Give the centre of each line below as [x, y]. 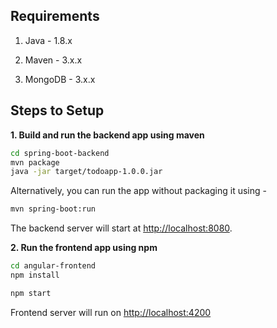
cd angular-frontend [53, 266]
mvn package [35, 162]
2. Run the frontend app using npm [84, 248]
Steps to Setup [57, 110]
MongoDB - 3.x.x [60, 79]
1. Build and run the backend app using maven [107, 135]
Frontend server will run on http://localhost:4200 [111, 312]
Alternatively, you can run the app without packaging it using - [138, 191]
